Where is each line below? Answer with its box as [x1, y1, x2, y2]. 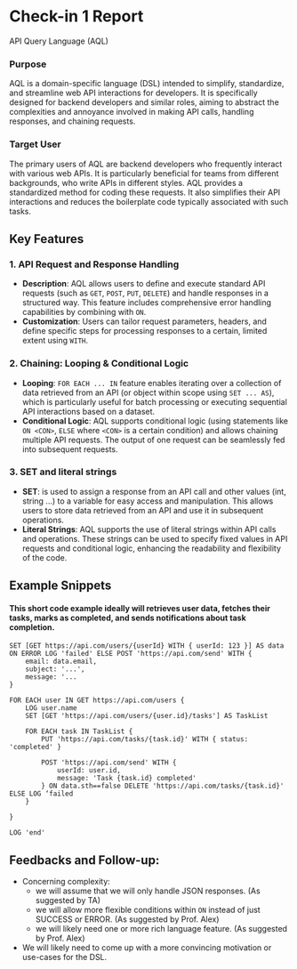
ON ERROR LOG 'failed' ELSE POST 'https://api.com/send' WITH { [9, 650, 253, 658]
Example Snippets [9, 578, 112, 594]
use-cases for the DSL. [21, 952, 108, 963]
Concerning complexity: [21, 876, 111, 887]
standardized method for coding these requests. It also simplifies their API [9, 187, 281, 198]
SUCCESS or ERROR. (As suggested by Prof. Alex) [35, 914, 220, 925]
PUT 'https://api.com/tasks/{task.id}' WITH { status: [41, 735, 249, 744]
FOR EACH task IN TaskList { [25, 727, 133, 736]
